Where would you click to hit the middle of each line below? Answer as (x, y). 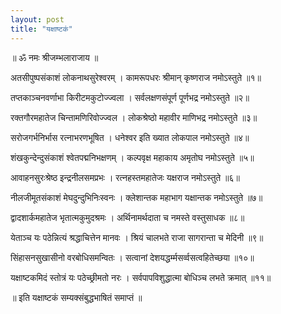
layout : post (37, 19)
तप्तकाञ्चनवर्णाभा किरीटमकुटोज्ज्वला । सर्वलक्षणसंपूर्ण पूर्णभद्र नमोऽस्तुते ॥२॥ (130, 97)
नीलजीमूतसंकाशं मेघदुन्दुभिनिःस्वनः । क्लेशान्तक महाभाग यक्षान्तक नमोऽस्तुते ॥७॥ (136, 197)
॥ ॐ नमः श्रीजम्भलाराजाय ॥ (54, 57)
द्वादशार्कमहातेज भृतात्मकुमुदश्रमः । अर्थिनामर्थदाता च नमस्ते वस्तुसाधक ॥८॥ (127, 217)
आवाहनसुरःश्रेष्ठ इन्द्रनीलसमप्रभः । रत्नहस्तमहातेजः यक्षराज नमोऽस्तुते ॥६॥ (125, 177)
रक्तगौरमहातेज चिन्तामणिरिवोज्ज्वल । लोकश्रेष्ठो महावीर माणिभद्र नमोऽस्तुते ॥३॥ (134, 117)
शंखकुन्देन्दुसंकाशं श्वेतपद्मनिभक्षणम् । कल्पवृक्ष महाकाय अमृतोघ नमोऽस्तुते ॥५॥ (132, 157)
